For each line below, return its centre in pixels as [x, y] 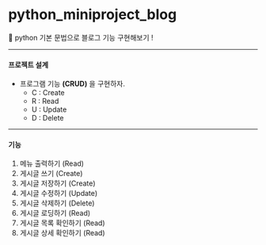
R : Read [45, 101]
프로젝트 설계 [28, 64]
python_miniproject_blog [93, 15]
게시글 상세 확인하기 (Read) [62, 233]
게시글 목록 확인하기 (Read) [62, 223]
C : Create [48, 93]
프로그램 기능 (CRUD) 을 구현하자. [72, 84]
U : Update [49, 109]
